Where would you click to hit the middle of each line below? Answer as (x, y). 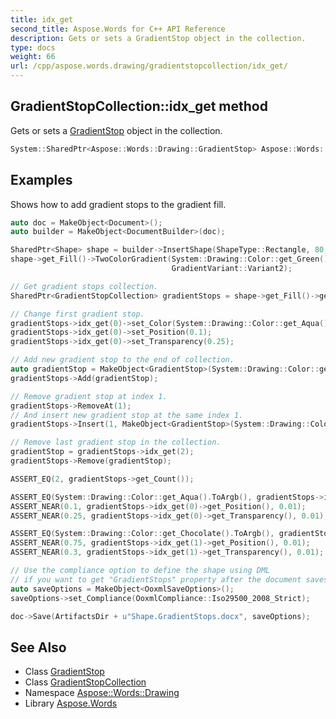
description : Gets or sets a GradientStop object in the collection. (158, 38)
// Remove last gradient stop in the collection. (116, 442)
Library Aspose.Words (71, 703)
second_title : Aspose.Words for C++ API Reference (118, 29)
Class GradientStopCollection (85, 682)
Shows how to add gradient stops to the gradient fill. (118, 204)
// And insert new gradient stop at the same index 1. (127, 415)
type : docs (33, 47)
